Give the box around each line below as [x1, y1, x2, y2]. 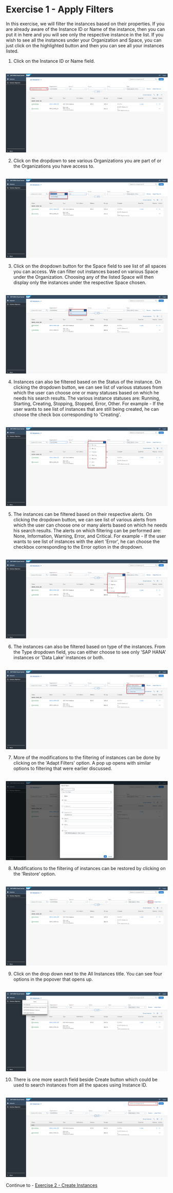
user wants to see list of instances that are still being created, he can [13, 406, 159, 412]
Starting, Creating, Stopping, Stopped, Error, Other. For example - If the [13, 401, 164, 407]
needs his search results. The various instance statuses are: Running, [13, 395, 161, 402]
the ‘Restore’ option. [13, 871, 56, 877]
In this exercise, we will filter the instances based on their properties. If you [6, 21, 165, 27]
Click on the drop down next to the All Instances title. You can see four [13, 971, 162, 977]
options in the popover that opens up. [13, 976, 93, 983]
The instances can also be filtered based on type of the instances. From [13, 644, 166, 650]
